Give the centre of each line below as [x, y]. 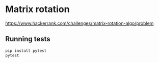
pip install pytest [26, 51]
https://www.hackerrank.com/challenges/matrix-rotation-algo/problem [79, 23]
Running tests [28, 39]
